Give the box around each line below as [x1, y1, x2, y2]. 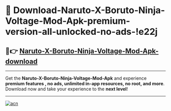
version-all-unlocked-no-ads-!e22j [5, 26, 158, 37]
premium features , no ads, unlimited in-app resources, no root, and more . [5, 81, 165, 86]
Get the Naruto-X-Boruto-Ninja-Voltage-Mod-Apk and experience [5, 75, 147, 81]
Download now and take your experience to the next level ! [5, 86, 128, 92]
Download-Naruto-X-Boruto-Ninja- [13, 5, 165, 16]
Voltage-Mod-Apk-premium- [5, 15, 131, 27]
